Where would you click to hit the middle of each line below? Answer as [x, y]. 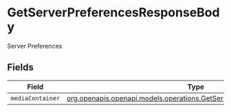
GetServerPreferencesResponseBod [113, 13]
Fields [21, 67]
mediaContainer [35, 98]
